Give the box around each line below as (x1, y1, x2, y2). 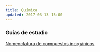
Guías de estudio (5, 29, 48, 36)
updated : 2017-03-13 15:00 (5, 12, 63, 17)
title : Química (5, 7, 38, 13)
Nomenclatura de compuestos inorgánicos (5, 40, 95, 46)
